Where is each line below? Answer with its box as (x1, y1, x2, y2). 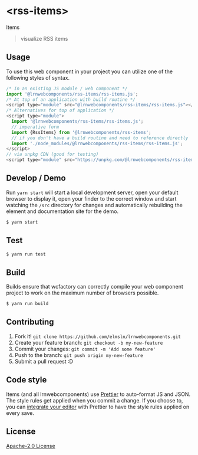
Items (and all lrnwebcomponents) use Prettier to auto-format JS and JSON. (6, 391, 190, 398)
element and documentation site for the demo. (6, 208, 119, 215)
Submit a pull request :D (14, 358, 74, 365)
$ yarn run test (6, 251, 46, 257)
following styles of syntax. (6, 74, 70, 81)
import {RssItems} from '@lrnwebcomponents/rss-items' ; (11, 129, 151, 135)
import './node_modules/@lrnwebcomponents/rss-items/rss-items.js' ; (11, 140, 183, 146)
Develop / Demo (6, 173, 66, 184)
